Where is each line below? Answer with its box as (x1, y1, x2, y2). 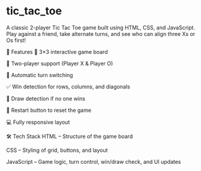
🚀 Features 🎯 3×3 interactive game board (6, 48, 108, 55)
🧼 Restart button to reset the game (6, 106, 92, 114)
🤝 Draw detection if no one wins (6, 94, 86, 102)
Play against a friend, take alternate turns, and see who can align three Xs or (6, 30, 196, 37)
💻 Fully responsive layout (6, 118, 70, 126)
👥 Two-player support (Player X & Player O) (6, 60, 113, 67)
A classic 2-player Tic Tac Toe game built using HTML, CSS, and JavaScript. (6, 24, 196, 31)
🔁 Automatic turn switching (6, 71, 73, 78)
